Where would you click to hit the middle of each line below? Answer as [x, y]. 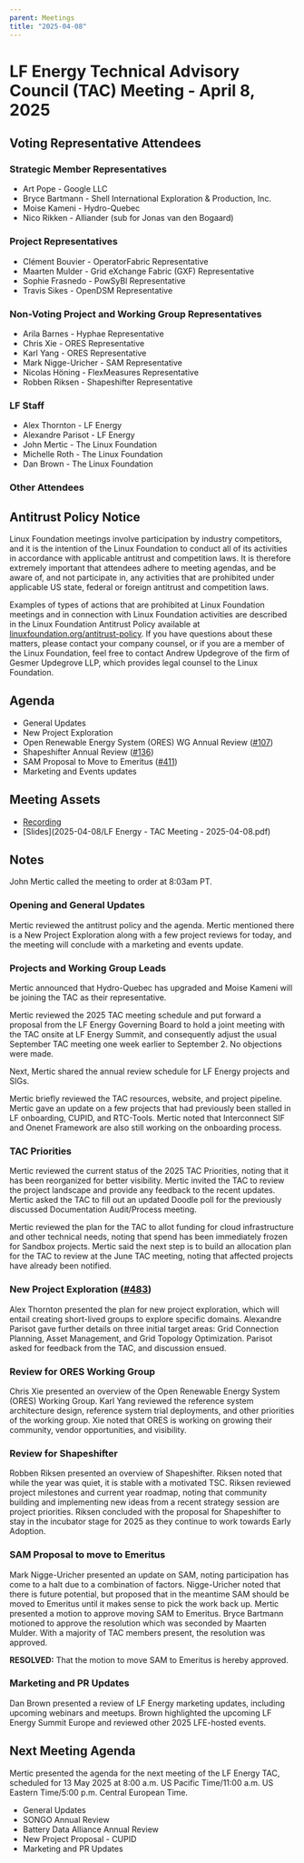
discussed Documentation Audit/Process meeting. [103, 1209]
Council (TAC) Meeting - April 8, [132, 90]
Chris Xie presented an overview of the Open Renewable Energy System [145, 1391]
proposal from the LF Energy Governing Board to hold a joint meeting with [147, 1025]
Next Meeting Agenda [73, 1751]
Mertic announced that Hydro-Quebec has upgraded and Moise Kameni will [151, 988]
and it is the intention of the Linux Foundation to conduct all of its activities [148, 548]
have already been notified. [60, 1266]
